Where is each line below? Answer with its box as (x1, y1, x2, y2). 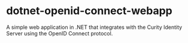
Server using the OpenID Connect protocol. (6, 29, 113, 37)
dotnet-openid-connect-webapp (6, 4, 172, 18)
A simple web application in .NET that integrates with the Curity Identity (6, 24, 183, 31)
